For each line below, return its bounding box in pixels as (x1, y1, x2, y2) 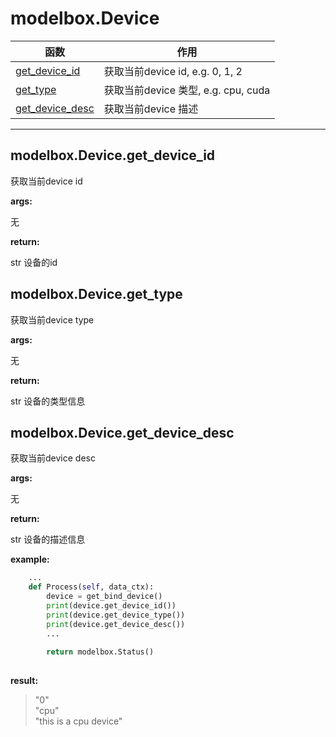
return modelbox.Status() (46, 647, 155, 657)
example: (10, 553, 50, 566)
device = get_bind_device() (46, 592, 163, 602)
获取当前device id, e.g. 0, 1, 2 (103, 64, 243, 78)
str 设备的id (10, 256, 58, 268)
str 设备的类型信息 (10, 395, 86, 407)
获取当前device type (10, 313, 95, 326)
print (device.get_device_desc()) (46, 619, 186, 629)
